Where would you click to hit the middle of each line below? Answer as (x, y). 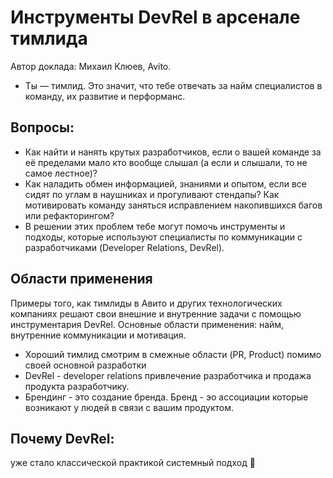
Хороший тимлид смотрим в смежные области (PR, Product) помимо (173, 354)
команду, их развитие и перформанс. (105, 96)
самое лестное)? (61, 173)
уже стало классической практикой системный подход (129, 463)
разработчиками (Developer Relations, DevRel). (124, 247)
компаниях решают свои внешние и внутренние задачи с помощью (156, 313)
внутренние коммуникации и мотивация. (98, 335)
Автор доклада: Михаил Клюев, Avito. (91, 66)
